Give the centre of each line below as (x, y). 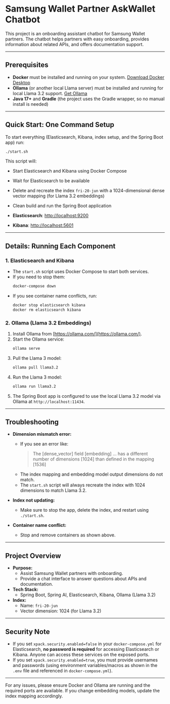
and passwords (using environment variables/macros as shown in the (85, 666)
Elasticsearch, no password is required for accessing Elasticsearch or (86, 649)
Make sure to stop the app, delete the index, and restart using (84, 510)
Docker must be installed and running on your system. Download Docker (88, 77)
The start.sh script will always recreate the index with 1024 (82, 485)
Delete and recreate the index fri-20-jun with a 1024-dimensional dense (89, 191)
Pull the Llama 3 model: (37, 358)
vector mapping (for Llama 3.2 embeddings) (58, 196)
